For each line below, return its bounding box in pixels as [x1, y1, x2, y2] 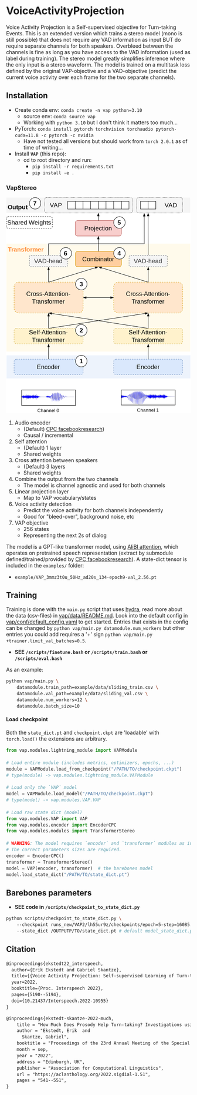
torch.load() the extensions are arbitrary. [6, 735, 107, 742]
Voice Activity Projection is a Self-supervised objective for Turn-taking [6, 24, 176, 31]
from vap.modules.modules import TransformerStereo [6, 828, 135, 834]
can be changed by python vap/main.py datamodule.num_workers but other [6, 625, 186, 632]
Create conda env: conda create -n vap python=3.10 [14, 106, 142, 113]
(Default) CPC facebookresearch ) [23, 425, 104, 432]
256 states [23, 525, 49, 532]
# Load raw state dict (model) [6, 809, 83, 815]
